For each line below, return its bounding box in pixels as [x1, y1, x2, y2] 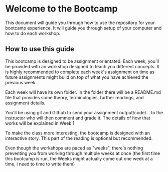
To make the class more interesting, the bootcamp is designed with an [5, 130, 150, 136]
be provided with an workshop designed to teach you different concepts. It [5, 63, 160, 69]
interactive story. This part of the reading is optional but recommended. [5, 135, 153, 141]
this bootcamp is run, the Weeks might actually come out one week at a [5, 155, 153, 161]
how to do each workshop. [5, 30, 61, 36]
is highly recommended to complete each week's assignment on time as [5, 69, 154, 75]
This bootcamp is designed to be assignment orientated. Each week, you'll [5, 58, 159, 64]
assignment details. [5, 100, 46, 106]
